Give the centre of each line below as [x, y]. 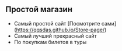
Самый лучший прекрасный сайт [55, 36]
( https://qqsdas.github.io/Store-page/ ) [60, 30]
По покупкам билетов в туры [50, 42]
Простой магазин [39, 10]
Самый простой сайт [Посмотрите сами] [65, 23]
